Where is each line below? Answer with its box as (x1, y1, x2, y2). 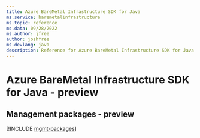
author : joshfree (6, 36, 50, 42)
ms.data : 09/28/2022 (6, 25, 58, 32)
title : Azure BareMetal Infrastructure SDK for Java (6, 8, 141, 15)
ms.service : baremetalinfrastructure (6, 14, 101, 20)
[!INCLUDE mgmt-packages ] (6, 125, 77, 132)
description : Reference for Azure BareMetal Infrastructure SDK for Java (6, 48, 195, 54)
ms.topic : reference (6, 20, 58, 26)
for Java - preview (6, 86, 99, 99)
